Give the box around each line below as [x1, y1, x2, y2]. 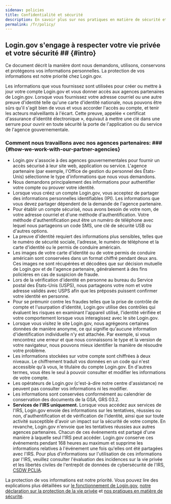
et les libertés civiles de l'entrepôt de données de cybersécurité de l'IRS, [12, 462, 165, 468]
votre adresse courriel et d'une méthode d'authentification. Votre [12, 212, 149, 218]
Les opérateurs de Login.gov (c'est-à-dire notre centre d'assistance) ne [12, 380, 164, 386]
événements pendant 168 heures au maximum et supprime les [12, 440, 144, 446]
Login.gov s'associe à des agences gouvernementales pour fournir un [12, 157, 160, 164]
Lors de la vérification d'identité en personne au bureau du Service [12, 277, 153, 283]
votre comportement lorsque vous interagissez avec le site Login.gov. [12, 315, 159, 321]
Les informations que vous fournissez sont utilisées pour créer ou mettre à [5, 83, 162, 90]
